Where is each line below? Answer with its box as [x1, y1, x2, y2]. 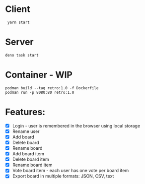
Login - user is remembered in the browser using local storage [12, 123, 141, 128]
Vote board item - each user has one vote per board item [12, 168, 129, 174]
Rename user [12, 128, 40, 134]
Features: [5, 107, 46, 118]
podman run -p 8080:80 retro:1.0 [5, 90, 74, 95]
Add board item [12, 151, 45, 157]
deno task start [5, 53, 39, 58]
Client [5, 3, 31, 15]
